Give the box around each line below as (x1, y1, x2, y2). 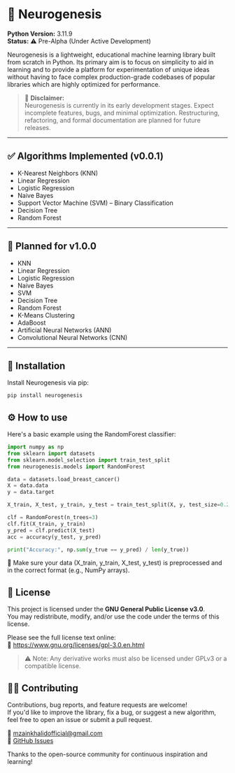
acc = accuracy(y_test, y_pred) (7, 533, 101, 541)
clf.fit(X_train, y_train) (7, 520, 86, 527)
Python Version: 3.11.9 (7, 29, 73, 38)
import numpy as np (7, 444, 64, 451)
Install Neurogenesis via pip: (7, 378, 89, 387)
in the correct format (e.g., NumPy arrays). (7, 566, 130, 574)
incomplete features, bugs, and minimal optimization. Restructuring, (24, 108, 220, 117)
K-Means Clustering (17, 311, 76, 319)
